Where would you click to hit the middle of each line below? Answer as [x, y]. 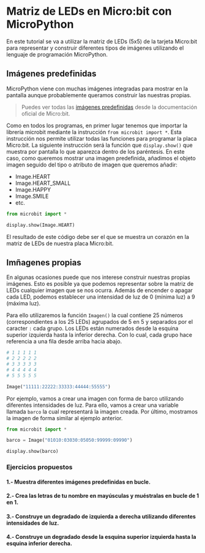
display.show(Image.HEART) [41, 225]
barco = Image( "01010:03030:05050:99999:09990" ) [69, 441]
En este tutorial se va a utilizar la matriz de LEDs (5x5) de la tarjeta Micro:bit [102, 41]
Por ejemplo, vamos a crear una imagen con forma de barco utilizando [95, 398]
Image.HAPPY [33, 189]
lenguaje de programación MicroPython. [57, 54]
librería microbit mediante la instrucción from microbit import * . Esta [94, 132]
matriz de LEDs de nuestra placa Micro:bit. [60, 243]
